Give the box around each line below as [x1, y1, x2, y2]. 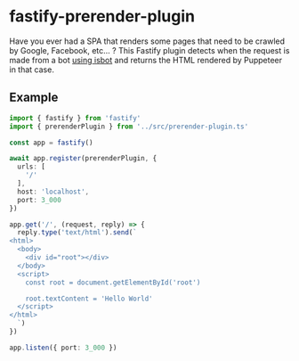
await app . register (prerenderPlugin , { [9, 154, 158, 163]
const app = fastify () [9, 138, 93, 147]
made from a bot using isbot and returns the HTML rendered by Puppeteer [9, 54, 283, 65]
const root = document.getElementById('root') [25, 278, 201, 287]
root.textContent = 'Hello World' [25, 294, 153, 303]
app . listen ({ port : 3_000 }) [9, 343, 117, 352]
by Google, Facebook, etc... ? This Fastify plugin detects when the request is [9, 45, 290, 55]
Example [9, 90, 59, 105]
